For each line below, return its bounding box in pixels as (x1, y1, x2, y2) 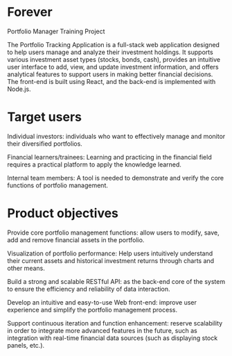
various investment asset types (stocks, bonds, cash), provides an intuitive (7, 55, 221, 63)
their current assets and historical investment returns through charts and (7, 256, 215, 264)
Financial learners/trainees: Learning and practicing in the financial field (7, 153, 213, 161)
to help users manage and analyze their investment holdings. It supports (7, 48, 213, 56)
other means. (7, 264, 45, 272)
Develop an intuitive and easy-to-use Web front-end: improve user (7, 298, 197, 306)
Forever (7, 4, 53, 20)
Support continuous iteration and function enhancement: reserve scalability (7, 319, 223, 327)
